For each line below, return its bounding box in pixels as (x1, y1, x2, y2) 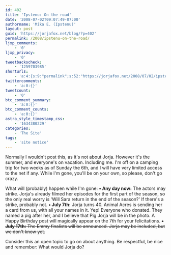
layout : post (5, 26, 33, 32)
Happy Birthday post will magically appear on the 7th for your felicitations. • (5, 218, 164, 224)
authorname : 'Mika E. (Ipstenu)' (5, 21, 76, 27)
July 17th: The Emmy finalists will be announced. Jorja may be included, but (5, 223, 165, 230)
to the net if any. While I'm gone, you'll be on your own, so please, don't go (5, 170, 162, 176)
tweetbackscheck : (5, 60, 42, 65)
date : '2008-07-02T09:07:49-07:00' (5, 17, 81, 22)
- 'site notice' (14, 140, 49, 145)
